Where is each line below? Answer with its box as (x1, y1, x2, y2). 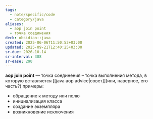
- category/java (10, 17, 44, 22)
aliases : (5, 21, 24, 27)
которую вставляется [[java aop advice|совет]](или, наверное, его (5, 78, 148, 84)
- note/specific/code (10, 12, 56, 17)
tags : (5, 7, 17, 13)
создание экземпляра (12, 103, 61, 109)
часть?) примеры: (5, 83, 44, 89)
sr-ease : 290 (5, 59, 33, 64)
